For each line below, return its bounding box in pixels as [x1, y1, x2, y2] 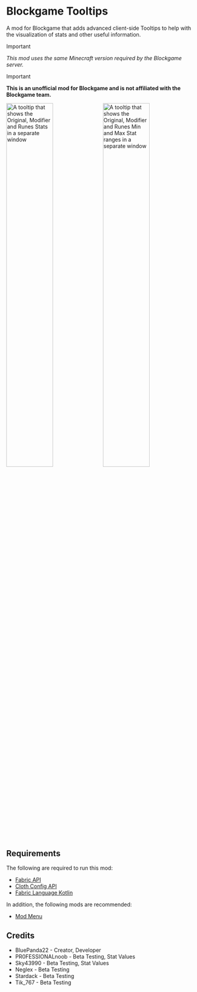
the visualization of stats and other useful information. [6, 30, 141, 38]
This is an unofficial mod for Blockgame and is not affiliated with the [6, 84, 181, 92]
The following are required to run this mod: [6, 864, 113, 871]
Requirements [6, 848, 61, 859]
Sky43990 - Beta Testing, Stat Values [15, 960, 109, 967]
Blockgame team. [6, 91, 52, 98]
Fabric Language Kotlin [15, 889, 73, 896]
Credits [6, 930, 35, 941]
